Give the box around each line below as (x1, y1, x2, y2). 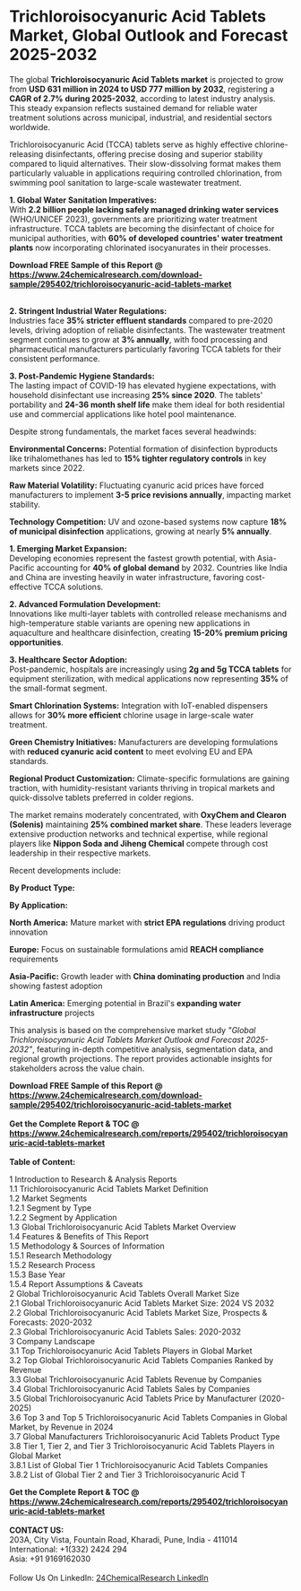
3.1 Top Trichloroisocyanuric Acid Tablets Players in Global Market (9, 1345, 253, 1356)
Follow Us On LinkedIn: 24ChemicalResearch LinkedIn (9, 1572, 209, 1583)
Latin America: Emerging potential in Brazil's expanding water (9, 997, 242, 1008)
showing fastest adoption (9, 980, 103, 991)
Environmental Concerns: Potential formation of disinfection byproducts (9, 443, 278, 454)
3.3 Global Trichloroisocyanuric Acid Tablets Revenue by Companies (9, 1374, 262, 1385)
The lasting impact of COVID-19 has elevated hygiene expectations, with (9, 379, 277, 391)
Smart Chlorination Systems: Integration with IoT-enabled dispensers (9, 700, 269, 710)
